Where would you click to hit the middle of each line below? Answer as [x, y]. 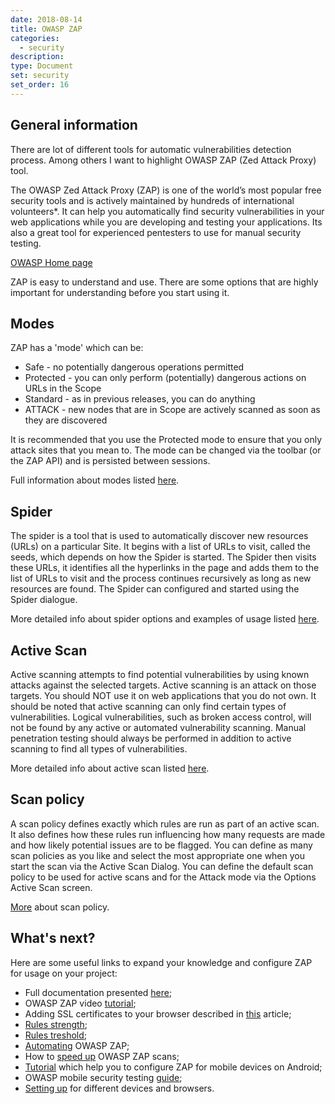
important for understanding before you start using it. [120, 292]
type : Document [42, 66]
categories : [35, 38]
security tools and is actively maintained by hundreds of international [152, 200]
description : [37, 57]
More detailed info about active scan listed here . [110, 768]
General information [74, 125]
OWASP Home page [51, 262]
